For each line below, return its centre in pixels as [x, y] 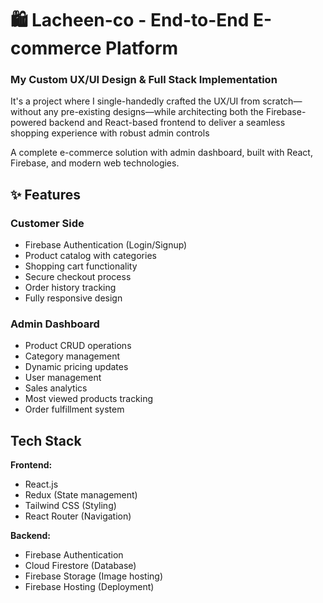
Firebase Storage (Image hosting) [94, 576]
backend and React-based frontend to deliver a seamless [167, 123]
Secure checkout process [78, 277]
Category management [72, 356]
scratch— [282, 101]
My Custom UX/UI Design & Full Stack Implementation [144, 80]
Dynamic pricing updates [76, 367]
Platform [141, 48]
